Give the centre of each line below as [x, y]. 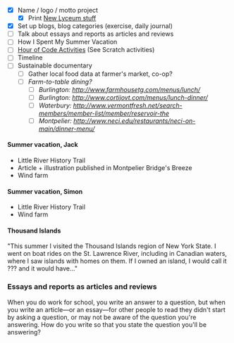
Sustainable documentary [55, 65]
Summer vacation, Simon [45, 191]
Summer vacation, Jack [43, 145]
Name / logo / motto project [58, 10]
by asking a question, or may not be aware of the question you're [102, 317]
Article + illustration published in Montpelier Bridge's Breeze [105, 168]
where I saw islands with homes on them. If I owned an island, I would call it [117, 261]
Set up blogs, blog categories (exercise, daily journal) [95, 26]
